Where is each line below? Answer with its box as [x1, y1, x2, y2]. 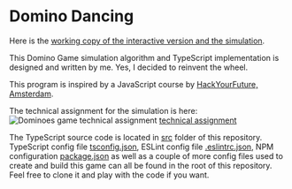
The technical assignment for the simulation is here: [9, 105, 198, 116]
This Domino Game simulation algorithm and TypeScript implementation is [9, 52, 280, 63]
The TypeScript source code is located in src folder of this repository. [9, 132, 263, 142]
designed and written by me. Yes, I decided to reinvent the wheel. [9, 62, 249, 72]
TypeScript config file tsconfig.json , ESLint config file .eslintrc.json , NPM [9, 141, 274, 152]
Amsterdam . [9, 88, 54, 99]
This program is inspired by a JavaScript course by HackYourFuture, [9, 79, 258, 89]
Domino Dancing [9, 6, 134, 26]
